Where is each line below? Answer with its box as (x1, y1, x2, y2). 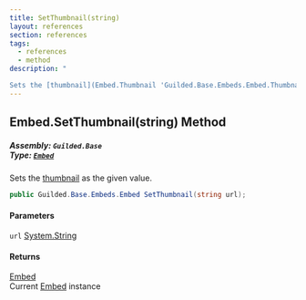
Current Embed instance (9, 281, 101, 292)
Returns (9, 251, 41, 262)
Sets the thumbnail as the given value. (9, 172, 153, 183)
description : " (9, 65, 67, 74)
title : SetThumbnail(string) (9, 13, 120, 23)
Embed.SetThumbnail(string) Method (9, 115, 227, 130)
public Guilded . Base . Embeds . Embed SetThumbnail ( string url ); (9, 191, 247, 200)
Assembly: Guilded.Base (9, 140, 103, 150)
